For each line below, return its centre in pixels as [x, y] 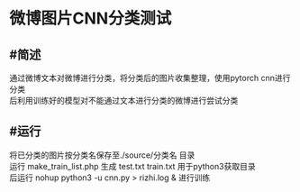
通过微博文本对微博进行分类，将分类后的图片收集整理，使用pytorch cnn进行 [150, 78]
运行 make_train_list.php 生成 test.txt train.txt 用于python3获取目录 [132, 166]
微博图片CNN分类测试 [91, 18]
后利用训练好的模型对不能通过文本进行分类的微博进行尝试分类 [124, 101]
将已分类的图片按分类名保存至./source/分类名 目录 [102, 155]
